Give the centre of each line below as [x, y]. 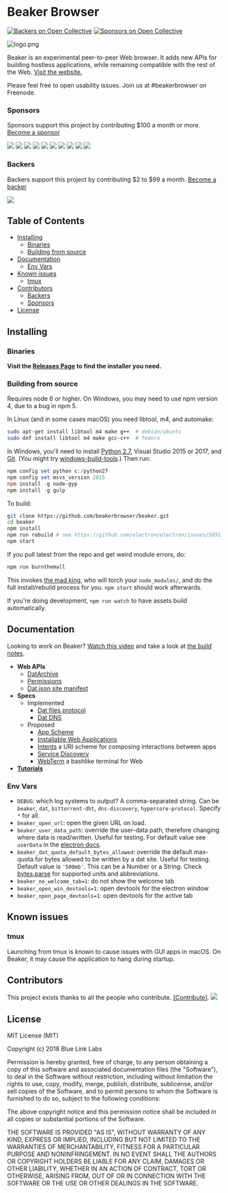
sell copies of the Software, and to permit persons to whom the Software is [113, 1091]
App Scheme [55, 732]
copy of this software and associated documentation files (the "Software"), [113, 1070]
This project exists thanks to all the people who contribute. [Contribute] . [108, 998]
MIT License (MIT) [33, 1035]
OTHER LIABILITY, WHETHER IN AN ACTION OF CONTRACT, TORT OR [106, 1169]
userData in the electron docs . [59, 844]
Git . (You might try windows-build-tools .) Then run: [79, 459]
